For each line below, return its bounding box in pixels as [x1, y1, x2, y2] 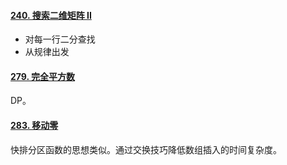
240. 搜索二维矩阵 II [10, 9, 92, 21]
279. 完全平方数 [10, 70, 76, 82]
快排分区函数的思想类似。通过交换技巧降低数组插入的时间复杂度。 [10, 143, 282, 155]
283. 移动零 [10, 120, 59, 131]
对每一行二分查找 [24, 33, 96, 45]
